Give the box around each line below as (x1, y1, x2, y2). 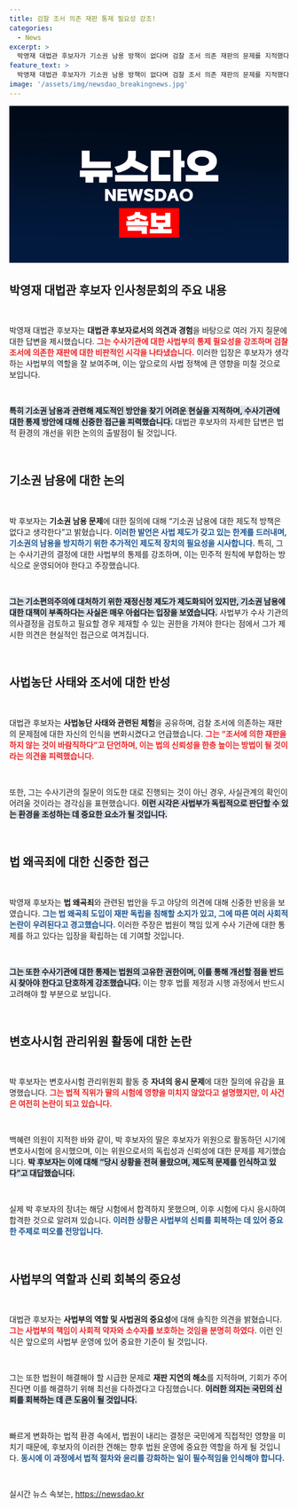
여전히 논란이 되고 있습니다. (18, 1098, 113, 1109)
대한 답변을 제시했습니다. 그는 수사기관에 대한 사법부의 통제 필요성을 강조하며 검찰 (9, 336, 288, 347)
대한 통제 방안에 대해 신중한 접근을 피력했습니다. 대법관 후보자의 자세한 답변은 (9, 417, 275, 428)
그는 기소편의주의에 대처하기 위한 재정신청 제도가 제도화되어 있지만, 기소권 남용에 (9, 595, 286, 607)
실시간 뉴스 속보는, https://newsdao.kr (9, 1488, 145, 1499)
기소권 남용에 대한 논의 (9, 473, 126, 488)
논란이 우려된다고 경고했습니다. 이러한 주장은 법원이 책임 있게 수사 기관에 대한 (9, 919, 277, 930)
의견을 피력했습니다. (25, 750, 95, 761)
